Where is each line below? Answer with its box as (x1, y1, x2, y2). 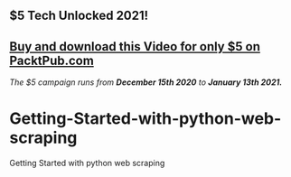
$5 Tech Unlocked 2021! (9, 8, 149, 23)
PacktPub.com (9, 52, 95, 68)
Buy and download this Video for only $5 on (9, 39, 260, 54)
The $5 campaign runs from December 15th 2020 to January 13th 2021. (9, 77, 283, 88)
